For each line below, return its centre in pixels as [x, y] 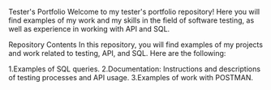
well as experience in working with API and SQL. [89, 29]
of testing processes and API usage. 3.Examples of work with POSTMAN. [131, 77]
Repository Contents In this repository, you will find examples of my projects [136, 45]
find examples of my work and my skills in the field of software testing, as [131, 20]
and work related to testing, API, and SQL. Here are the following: [117, 53]
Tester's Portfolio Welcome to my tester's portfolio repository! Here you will [134, 12]
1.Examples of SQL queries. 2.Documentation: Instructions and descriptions [135, 69]
